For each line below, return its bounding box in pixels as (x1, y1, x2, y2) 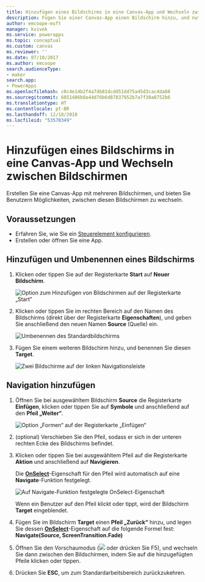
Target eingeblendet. (15, 506, 69, 514)
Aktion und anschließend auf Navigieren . (15, 458, 120, 465)
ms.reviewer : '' (6, 49, 48, 55)
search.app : (6, 77, 37, 83)
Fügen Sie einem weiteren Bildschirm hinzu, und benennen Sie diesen (15, 344, 191, 351)
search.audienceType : (6, 65, 62, 72)
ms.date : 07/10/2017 (6, 54, 59, 61)
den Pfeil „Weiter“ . (15, 409, 63, 417)
